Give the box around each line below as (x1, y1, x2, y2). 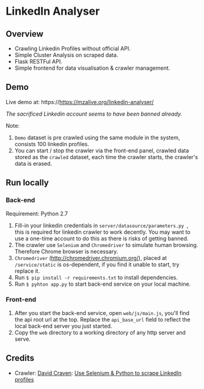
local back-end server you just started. (14, 322, 112, 330)
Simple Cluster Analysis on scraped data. (14, 51, 118, 59)
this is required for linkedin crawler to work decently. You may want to (14, 228, 191, 235)
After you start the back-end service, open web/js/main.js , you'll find (14, 309, 190, 316)
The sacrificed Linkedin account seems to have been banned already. (5, 110, 183, 117)
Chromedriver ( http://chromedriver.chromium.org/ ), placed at (14, 254, 167, 261)
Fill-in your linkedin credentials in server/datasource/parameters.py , (14, 221, 189, 229)
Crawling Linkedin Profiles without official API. (14, 45, 131, 52)
